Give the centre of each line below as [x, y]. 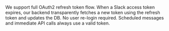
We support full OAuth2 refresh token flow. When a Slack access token [80, 7]
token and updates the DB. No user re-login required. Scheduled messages [84, 18]
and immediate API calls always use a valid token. [58, 23]
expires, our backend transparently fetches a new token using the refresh [83, 12]
